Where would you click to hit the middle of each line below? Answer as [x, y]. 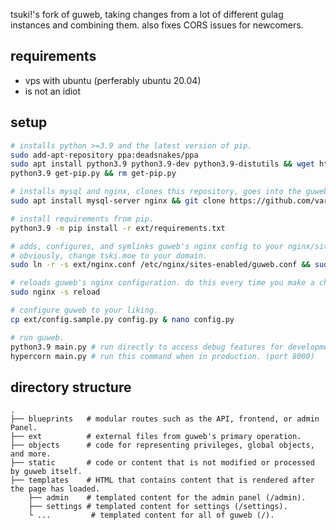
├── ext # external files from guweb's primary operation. [156, 437]
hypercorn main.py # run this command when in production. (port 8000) [162, 356]
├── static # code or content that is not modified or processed [162, 463]
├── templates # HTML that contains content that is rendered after [162, 480]
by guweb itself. [46, 472]
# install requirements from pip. [82, 219]
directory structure [71, 387]
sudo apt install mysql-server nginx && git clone [118, 201]
